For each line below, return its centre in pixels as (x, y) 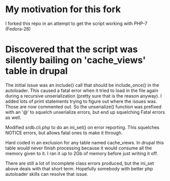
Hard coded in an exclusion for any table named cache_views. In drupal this (85, 142)
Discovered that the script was (71, 50)
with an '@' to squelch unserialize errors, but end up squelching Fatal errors (85, 112)
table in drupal (37, 71)
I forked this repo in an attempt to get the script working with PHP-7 (76, 23)
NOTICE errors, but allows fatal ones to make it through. (64, 133)
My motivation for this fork (63, 9)
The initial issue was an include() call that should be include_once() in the (82, 85)
